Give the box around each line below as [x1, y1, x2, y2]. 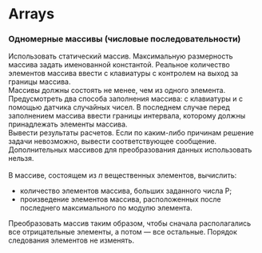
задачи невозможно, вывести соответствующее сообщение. [8, 137, 217, 147]
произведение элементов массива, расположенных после [19, 195, 221, 204]
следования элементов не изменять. [8, 235, 134, 245]
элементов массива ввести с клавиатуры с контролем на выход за [8, 69, 239, 78]
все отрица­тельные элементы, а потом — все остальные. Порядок [8, 227, 238, 237]
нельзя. [8, 154, 34, 163]
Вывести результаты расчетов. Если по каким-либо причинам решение [8, 128, 254, 138]
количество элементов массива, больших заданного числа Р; [19, 186, 232, 196]
